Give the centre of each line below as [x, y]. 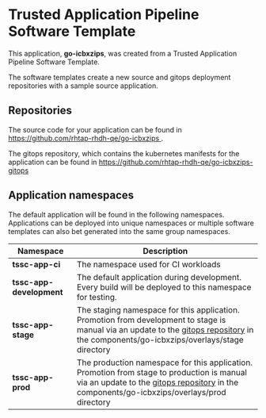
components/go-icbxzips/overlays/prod [152, 392]
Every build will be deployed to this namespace [164, 287]
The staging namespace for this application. [158, 309]
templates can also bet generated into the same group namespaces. [120, 231]
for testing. [97, 297]
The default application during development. [159, 277]
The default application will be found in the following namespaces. [116, 214]
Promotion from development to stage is [151, 320]
